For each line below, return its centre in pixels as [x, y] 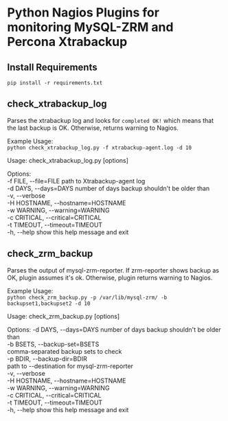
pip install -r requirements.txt [55, 83]
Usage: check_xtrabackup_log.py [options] [68, 160]
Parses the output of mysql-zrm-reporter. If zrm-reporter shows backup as [113, 270]
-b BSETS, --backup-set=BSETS [53, 344]
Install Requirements [52, 67]
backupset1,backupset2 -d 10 [49, 304]
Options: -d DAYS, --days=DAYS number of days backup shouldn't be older [114, 329]
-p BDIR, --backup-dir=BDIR [47, 359]
